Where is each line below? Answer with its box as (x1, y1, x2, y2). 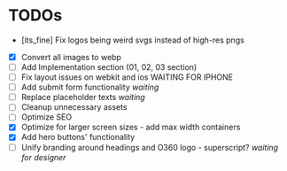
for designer (20, 152, 66, 162)
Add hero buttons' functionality (20, 132, 136, 143)
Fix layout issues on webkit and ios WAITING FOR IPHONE (20, 72, 234, 82)
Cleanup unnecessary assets (20, 102, 128, 113)
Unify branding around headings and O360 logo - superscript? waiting (20, 142, 279, 152)
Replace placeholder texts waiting (20, 92, 145, 103)
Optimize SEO (20, 112, 73, 122)
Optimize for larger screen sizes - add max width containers (20, 121, 241, 133)
